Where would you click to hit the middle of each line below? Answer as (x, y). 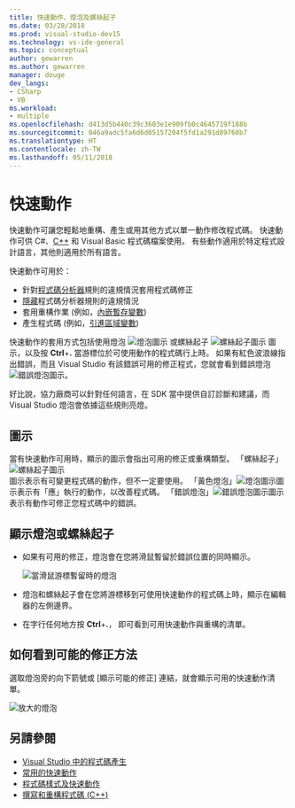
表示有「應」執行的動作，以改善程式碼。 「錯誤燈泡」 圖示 (150, 492)
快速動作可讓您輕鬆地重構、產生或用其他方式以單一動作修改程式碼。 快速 (142, 230)
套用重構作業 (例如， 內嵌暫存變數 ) (84, 312)
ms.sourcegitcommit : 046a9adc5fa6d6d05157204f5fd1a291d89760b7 (128, 133)
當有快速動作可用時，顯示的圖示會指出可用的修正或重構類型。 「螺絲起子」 (146, 459)
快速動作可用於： (40, 271)
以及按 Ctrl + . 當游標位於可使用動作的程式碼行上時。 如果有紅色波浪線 (151, 353)
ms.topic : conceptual (49, 50)
